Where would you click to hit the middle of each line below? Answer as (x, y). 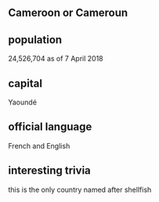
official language (50, 127)
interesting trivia (50, 171)
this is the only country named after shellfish (80, 189)
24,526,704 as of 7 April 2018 (56, 59)
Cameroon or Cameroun (68, 13)
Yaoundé (23, 102)
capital (25, 83)
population (35, 40)
